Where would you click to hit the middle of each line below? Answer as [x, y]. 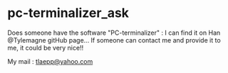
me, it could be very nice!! [46, 47]
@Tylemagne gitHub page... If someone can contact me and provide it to [114, 40]
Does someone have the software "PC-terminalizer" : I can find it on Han [114, 33]
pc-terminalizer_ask [68, 13]
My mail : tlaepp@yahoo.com [50, 61]
